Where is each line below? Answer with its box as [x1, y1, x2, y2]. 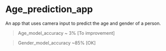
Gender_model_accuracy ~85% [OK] [17, 39, 96, 46]
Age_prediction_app [5, 4, 93, 15]
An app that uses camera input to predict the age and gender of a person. [5, 20, 161, 26]
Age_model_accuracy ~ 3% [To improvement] [17, 30, 115, 36]
